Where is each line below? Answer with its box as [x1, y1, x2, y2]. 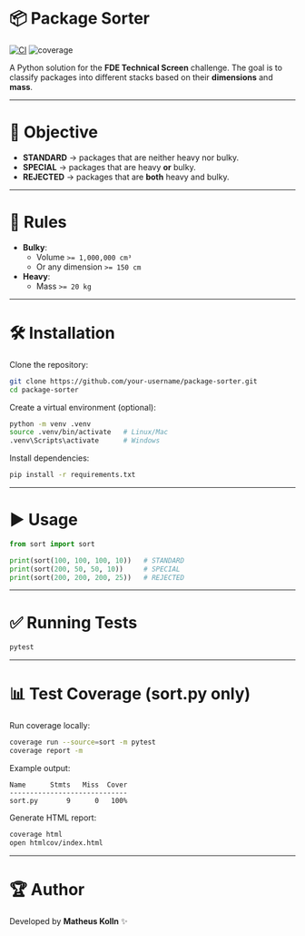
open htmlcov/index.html [9, 838, 103, 848]
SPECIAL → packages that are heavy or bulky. [22, 161, 197, 172]
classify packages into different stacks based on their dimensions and [9, 71, 274, 83]
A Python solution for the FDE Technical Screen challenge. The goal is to [9, 62, 283, 73]
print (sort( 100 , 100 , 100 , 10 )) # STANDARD [9, 555, 184, 565]
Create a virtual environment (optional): [9, 402, 156, 412]
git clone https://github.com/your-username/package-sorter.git [9, 376, 258, 386]
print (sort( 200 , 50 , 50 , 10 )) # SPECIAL [9, 565, 181, 574]
